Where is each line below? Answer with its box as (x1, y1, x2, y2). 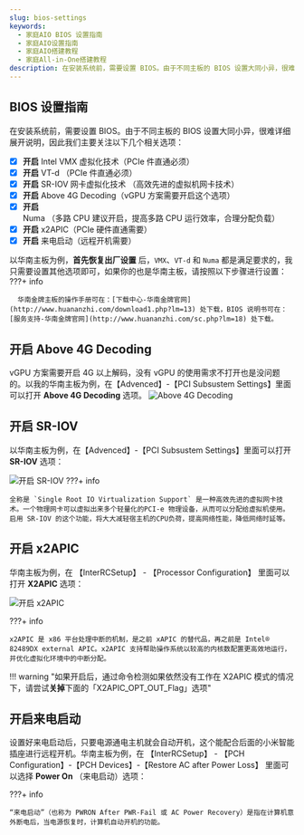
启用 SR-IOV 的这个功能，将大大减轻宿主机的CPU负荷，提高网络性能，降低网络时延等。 (9, 513, 290, 523)
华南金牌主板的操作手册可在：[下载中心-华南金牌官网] (17, 295, 192, 304)
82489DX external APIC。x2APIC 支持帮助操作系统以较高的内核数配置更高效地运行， (9, 644, 291, 653)
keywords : (9, 22, 47, 31)
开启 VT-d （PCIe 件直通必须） (22, 167, 138, 178)
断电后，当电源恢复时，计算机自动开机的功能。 (15, 818, 165, 827)
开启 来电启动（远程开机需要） (22, 235, 137, 246)
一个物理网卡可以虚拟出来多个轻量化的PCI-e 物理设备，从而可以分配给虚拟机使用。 (22, 504, 290, 513)
